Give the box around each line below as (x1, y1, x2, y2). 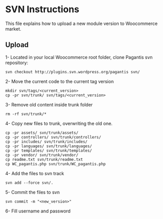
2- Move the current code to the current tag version (5, 78, 114, 85)
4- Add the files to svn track (5, 170, 65, 176)
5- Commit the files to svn (5, 189, 60, 195)
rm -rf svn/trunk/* (5, 111, 47, 117)
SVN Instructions (5, 4, 79, 15)
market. (5, 25, 21, 32)
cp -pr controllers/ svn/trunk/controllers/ (5, 134, 101, 140)
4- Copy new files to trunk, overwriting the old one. (5, 120, 113, 126)
